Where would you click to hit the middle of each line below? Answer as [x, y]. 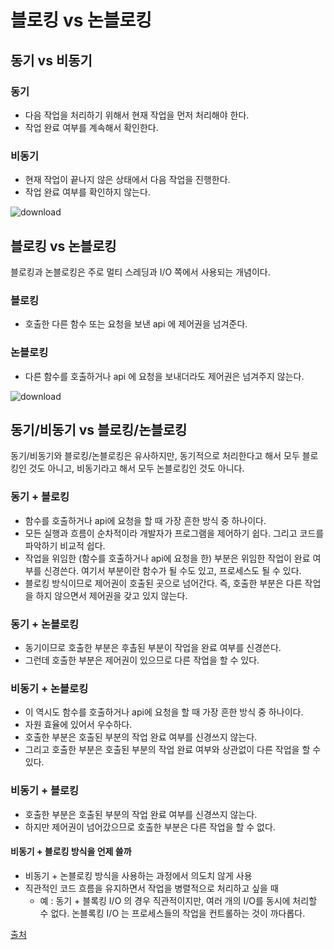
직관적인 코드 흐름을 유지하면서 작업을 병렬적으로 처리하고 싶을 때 [151, 888]
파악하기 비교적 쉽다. [65, 545]
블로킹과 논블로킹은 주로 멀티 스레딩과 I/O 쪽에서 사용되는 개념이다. [140, 272]
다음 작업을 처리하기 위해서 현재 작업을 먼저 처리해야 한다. [137, 115]
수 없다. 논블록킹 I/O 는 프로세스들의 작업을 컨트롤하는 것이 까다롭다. [172, 913]
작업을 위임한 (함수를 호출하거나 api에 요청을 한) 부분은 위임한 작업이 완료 [167, 558]
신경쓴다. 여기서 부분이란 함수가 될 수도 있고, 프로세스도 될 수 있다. [172, 570]
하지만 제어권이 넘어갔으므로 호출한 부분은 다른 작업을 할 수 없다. [150, 827]
